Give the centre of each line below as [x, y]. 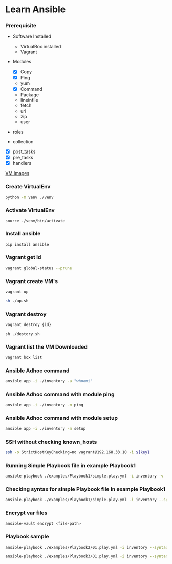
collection [23, 141]
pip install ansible [27, 244]
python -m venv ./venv [29, 197]
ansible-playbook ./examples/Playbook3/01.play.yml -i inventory [76, 556]
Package [30, 94]
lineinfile [29, 100]
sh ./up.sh [17, 301]
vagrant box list [24, 357]
